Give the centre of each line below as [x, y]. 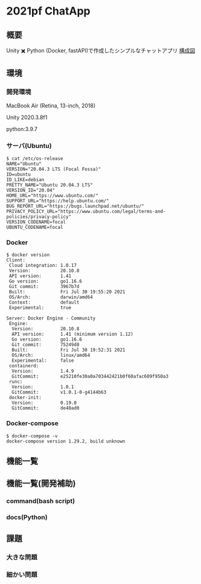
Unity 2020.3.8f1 [27, 117]
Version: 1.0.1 [43, 387]
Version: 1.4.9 [43, 371]
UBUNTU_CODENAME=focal [35, 227]
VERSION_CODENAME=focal [36, 222]
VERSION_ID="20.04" [31, 190]
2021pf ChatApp [48, 11]
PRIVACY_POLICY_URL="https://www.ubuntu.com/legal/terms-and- [86, 211]
